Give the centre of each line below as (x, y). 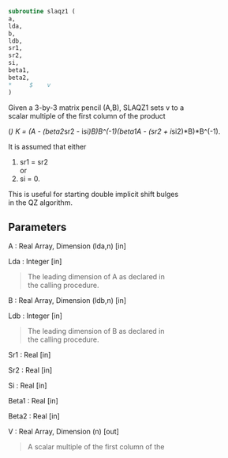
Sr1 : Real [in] (30, 355)
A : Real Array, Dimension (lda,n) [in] (67, 246)
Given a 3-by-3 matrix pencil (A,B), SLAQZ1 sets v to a (96, 108)
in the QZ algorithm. (41, 203)
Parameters (37, 227)
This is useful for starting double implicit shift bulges (93, 194)
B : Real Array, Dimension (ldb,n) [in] (67, 301)
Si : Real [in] (28, 386)
